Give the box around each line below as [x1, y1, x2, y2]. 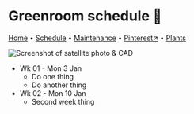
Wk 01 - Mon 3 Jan [19, 63, 82, 73]
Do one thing [31, 72, 74, 81]
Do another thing [31, 80, 87, 90]
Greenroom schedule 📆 [8, 7, 162, 25]
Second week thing [31, 97, 95, 106]
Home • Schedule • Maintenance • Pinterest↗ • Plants [8, 33, 186, 42]
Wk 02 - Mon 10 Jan [19, 88, 86, 97]
